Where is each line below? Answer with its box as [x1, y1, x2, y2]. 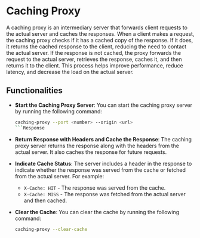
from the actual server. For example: [14, 172, 104, 180]
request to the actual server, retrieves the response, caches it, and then [6, 55, 182, 63]
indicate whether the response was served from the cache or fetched [14, 166, 186, 174]
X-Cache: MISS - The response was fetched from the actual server [23, 190, 186, 197]
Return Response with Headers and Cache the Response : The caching [14, 135, 192, 143]
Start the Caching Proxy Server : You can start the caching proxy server [14, 101, 193, 109]
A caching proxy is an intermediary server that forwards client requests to [6, 24, 188, 31]
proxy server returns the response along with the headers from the [14, 142, 180, 149]
